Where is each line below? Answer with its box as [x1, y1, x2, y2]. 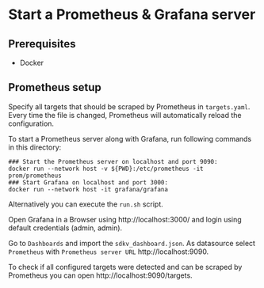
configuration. [8, 119, 54, 128]
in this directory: [8, 142, 62, 152]
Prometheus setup [8, 81, 101, 94]
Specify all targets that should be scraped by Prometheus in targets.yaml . [8, 101, 251, 112]
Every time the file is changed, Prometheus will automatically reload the [8, 110, 242, 119]
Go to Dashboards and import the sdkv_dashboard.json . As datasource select [8, 238, 256, 248]
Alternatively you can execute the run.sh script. [8, 199, 164, 209]
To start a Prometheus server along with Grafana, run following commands [8, 134, 252, 143]
